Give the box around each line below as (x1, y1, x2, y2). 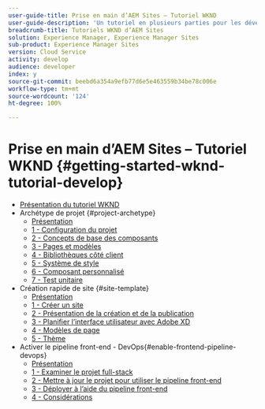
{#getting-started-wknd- (56, 157, 225, 175)
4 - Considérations (31, 392, 93, 402)
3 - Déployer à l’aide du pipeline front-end (31, 384, 168, 394)
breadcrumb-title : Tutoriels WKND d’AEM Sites (8, 26, 164, 34)
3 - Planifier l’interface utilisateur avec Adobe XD (31, 317, 191, 327)
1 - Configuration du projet (31, 225, 118, 235)
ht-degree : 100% (8, 99, 62, 107)
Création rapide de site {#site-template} (19, 284, 150, 293)
